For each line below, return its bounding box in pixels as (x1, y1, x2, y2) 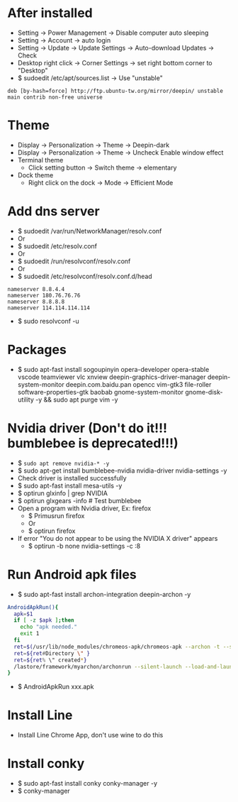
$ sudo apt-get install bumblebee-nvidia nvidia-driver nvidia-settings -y (17, 466, 227, 475)
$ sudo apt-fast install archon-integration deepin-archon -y (17, 590, 191, 598)
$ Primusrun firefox (28, 511, 85, 520)
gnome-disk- (185, 388, 223, 396)
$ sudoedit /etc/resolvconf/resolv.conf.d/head (17, 272, 152, 280)
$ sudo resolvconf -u (17, 317, 79, 325)
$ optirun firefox (28, 527, 76, 535)
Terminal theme (17, 155, 64, 164)
